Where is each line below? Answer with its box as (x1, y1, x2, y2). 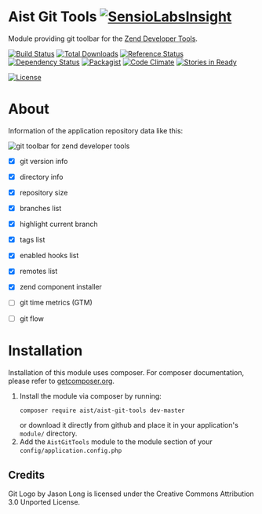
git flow (19, 314, 45, 323)
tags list (19, 235, 45, 245)
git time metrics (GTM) (19, 298, 93, 308)
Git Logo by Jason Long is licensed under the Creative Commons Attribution (8, 489, 255, 498)
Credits (8, 468, 45, 482)
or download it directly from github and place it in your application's (19, 421, 239, 430)
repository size (19, 188, 68, 197)
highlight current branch (19, 220, 98, 229)
